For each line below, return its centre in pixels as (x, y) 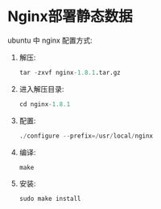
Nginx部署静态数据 (70, 16)
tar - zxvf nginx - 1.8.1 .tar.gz (70, 72)
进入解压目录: (41, 88)
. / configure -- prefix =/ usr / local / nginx (86, 136)
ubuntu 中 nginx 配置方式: (50, 40)
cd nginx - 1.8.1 (45, 104)
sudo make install (50, 199)
